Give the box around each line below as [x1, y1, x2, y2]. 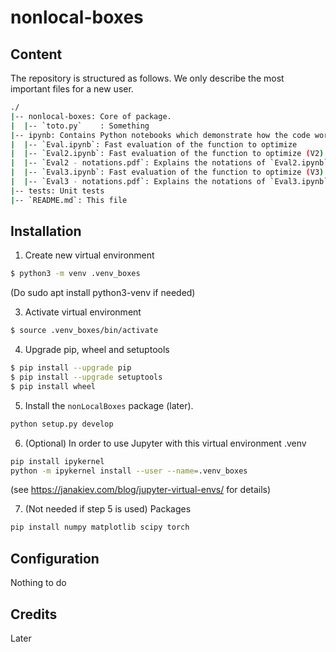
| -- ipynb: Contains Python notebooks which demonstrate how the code [10, 130, 311, 140]
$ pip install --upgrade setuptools [10, 372, 163, 383]
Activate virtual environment [24, 306, 142, 318]
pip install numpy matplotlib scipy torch [10, 522, 190, 533]
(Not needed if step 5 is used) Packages [24, 503, 192, 515]
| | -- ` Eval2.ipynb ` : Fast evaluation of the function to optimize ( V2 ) [10, 149, 325, 159]
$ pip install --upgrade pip [10, 363, 132, 373]
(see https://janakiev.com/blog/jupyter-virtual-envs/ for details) [10, 484, 272, 496]
